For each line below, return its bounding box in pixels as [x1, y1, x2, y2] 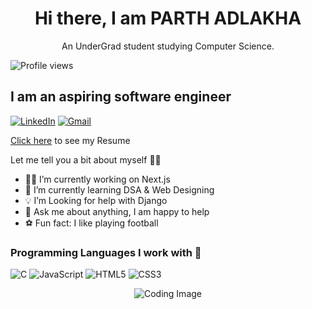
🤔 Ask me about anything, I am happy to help [24, 205, 210, 217]
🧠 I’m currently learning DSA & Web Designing [24, 183, 215, 196]
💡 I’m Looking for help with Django [24, 194, 168, 206]
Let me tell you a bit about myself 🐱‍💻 [10, 153, 162, 166]
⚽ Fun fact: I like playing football [24, 217, 159, 229]
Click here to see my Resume [10, 134, 131, 146]
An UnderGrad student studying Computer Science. [61, 40, 275, 52]
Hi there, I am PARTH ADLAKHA [34, 7, 302, 30]
